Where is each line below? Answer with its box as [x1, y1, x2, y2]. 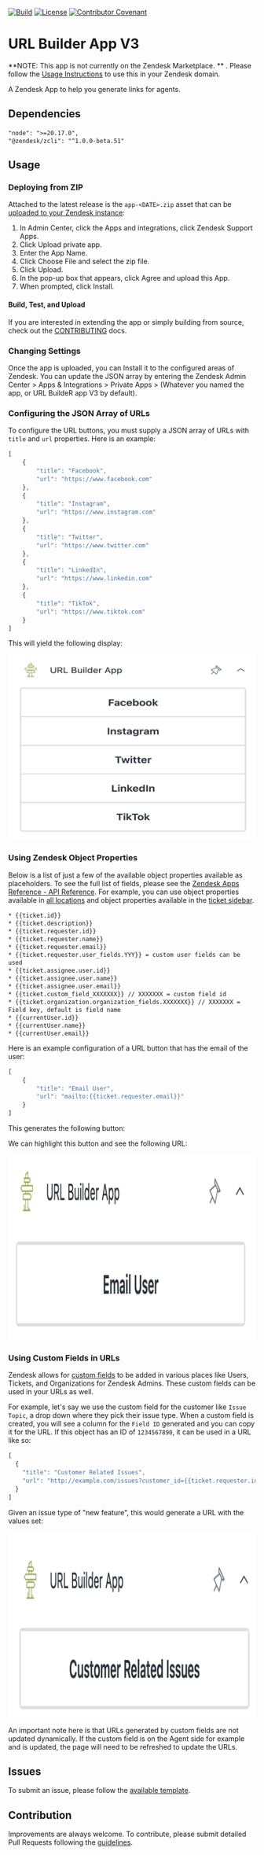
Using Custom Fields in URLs [8, 1353, 120, 1364]
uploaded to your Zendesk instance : [8, 208, 126, 218]
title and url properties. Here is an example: [8, 434, 156, 444]
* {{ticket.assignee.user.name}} [8, 974, 118, 982]
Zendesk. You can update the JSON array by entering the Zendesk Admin [8, 371, 247, 381]
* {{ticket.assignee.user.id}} [8, 966, 111, 974]
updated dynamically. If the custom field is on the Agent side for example [8, 1734, 245, 1743]
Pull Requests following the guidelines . [8, 1838, 134, 1847]
